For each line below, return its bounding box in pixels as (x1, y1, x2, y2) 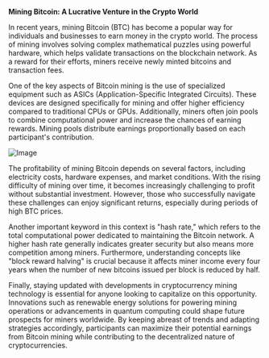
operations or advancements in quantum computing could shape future (8, 306, 246, 315)
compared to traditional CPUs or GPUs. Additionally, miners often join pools (8, 106, 259, 116)
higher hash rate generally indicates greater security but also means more (8, 239, 254, 248)
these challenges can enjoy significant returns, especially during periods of (8, 198, 259, 207)
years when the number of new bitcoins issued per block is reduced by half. (8, 265, 260, 274)
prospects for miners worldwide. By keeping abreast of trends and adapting (8, 314, 260, 324)
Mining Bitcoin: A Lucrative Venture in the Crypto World (8, 7, 199, 16)
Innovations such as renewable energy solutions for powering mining (8, 298, 238, 307)
